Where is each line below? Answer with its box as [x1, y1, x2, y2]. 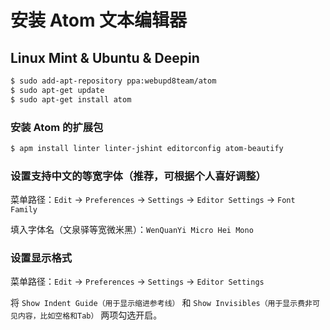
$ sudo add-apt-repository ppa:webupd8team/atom [10, 76, 217, 86]
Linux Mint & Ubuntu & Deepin [10, 49, 200, 66]
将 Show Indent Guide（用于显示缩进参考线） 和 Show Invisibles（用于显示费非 [10, 297, 313, 309]
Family [10, 205, 38, 215]
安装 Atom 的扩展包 [10, 120, 104, 134]
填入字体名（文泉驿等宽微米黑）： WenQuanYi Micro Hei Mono [10, 224, 254, 236]
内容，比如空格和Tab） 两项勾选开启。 [17, 309, 163, 321]
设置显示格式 [10, 251, 73, 265]
